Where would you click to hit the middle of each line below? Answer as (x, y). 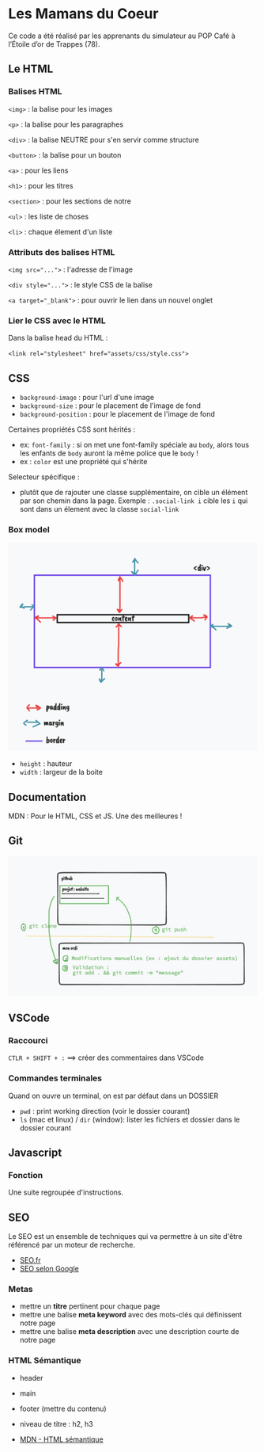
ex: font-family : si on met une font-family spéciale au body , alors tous (134, 445)
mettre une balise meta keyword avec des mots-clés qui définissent (131, 1315)
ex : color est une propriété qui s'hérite (83, 462)
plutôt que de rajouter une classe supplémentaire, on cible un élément (134, 493)
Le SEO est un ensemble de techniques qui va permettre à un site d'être (125, 1237)
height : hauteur (46, 764)
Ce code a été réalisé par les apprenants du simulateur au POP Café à (122, 36)
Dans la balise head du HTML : (58, 338)
